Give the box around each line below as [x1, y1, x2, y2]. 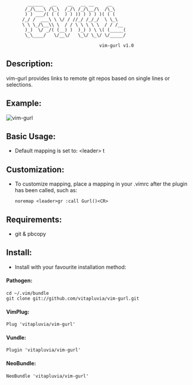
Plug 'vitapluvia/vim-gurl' [6, 321, 76, 328]
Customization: [6, 164, 65, 174]
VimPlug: [6, 308, 30, 315]
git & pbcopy [14, 230, 46, 238]
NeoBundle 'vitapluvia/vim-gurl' [6, 373, 89, 379]
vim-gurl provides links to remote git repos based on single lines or [6, 75, 170, 82]
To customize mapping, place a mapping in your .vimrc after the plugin [14, 180, 188, 187]
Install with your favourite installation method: [14, 263, 126, 270]
